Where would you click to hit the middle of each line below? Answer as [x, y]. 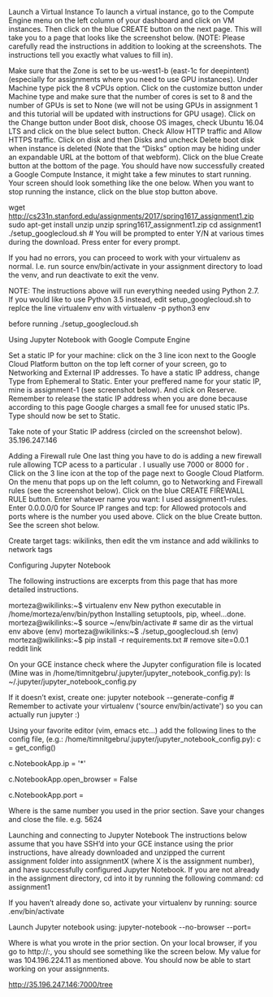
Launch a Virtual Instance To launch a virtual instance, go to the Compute [131, 12]
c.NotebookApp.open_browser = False [73, 779]
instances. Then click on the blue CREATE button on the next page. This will [135, 29]
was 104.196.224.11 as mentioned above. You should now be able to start [130, 960]
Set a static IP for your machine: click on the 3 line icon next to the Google [132, 355]
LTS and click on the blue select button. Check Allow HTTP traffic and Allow [135, 131]
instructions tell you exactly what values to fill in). [91, 55]
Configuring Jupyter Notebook [60, 565]
